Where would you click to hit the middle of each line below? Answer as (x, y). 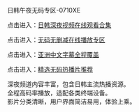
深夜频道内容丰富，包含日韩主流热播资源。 (68, 84)
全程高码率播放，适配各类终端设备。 (59, 93)
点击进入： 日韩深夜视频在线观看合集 (59, 25)
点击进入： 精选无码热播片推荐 (50, 69)
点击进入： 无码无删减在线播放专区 (56, 40)
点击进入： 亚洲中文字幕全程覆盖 (53, 55)
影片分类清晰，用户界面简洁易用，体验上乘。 (72, 102)
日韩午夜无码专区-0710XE (44, 10)
